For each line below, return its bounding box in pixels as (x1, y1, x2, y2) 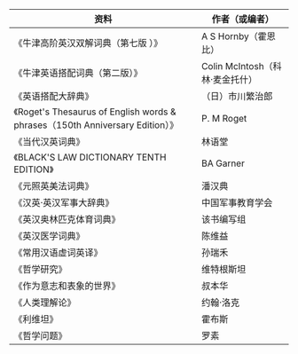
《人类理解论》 (13, 296, 77, 309)
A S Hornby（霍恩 (200, 30, 277, 43)
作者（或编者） (211, 13, 275, 25)
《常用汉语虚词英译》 (13, 247, 104, 258)
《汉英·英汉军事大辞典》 (13, 197, 114, 208)
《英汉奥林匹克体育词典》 (13, 213, 122, 225)
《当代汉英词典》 (13, 136, 86, 147)
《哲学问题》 (13, 330, 68, 342)
